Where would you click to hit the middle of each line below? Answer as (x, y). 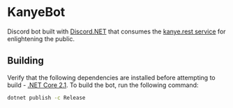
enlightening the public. (41, 38)
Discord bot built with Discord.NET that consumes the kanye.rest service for (116, 31)
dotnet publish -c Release (46, 98)
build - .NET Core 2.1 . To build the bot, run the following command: (103, 85)
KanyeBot (36, 12)
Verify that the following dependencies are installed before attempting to (111, 77)
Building (25, 61)
